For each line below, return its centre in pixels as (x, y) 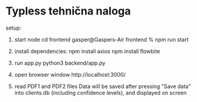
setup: (14, 28)
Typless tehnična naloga (68, 11)
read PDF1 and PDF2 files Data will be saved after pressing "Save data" (102, 86)
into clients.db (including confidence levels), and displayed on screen (101, 92)
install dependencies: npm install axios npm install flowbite (87, 51)
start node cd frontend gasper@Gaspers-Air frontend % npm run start (102, 39)
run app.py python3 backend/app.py (60, 63)
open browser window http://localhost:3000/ (70, 74)
